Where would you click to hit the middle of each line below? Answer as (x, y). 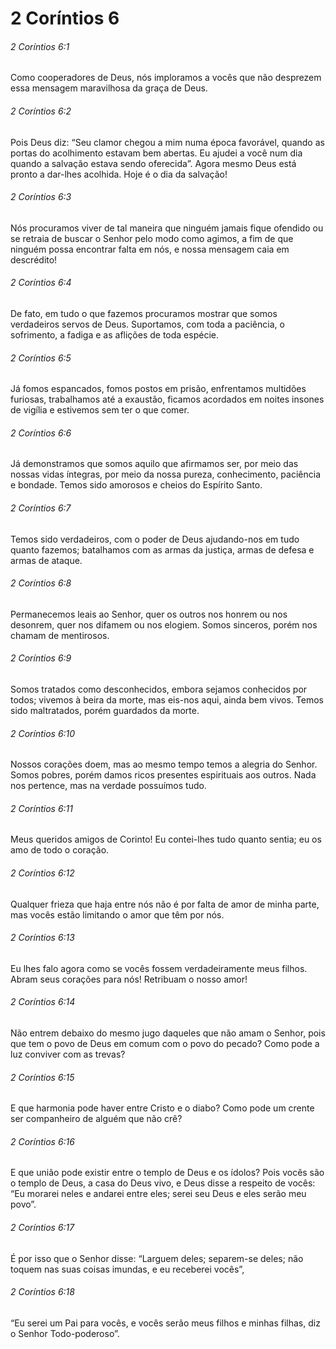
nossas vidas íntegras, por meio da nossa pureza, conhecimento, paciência (165, 474)
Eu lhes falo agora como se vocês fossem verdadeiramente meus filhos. (159, 968)
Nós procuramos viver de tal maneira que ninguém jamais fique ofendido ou (167, 228)
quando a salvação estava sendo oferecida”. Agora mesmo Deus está (153, 163)
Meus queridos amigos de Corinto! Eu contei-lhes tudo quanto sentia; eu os (166, 839)
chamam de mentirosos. (60, 635)
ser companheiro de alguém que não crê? (96, 1119)
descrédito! (34, 259)
